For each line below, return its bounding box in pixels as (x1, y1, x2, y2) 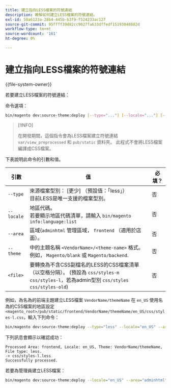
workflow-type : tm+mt (5, 27, 51, 32)
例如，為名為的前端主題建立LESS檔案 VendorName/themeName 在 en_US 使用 (5, 297, 159, 303)
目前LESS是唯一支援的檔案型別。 (30, 195, 108, 202)
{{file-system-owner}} (5, 81, 52, 87)
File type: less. (5, 349, 42, 354)
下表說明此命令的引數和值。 (5, 156, 64, 162)
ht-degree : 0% (5, 36, 36, 41)
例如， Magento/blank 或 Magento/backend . (30, 251, 129, 258)
